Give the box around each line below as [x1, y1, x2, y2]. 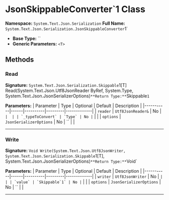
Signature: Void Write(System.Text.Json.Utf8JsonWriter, [5, 147, 126, 154]
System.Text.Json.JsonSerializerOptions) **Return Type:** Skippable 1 [5, 92, 150, 99]
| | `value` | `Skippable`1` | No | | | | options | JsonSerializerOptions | [5, 178, 161, 185]
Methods [5, 56, 34, 64]
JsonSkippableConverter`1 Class [5, 4, 146, 15]
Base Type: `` [12, 35, 41, 41]
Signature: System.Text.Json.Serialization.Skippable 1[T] [5, 82, 127, 88]
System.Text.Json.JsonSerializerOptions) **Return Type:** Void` [5, 158, 137, 164]
